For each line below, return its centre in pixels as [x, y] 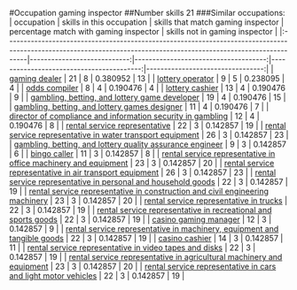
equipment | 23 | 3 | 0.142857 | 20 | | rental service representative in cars [143, 266]
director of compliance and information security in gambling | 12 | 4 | [134, 116]
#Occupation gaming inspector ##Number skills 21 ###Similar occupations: [147, 13]
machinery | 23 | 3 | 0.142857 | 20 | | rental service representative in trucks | [148, 201]
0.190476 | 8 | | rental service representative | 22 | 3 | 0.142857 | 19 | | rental [148, 126]
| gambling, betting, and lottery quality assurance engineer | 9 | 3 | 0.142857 [148, 144]
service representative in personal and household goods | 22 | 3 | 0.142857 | [148, 182]
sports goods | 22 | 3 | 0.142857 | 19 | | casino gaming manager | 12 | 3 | [141, 219]
